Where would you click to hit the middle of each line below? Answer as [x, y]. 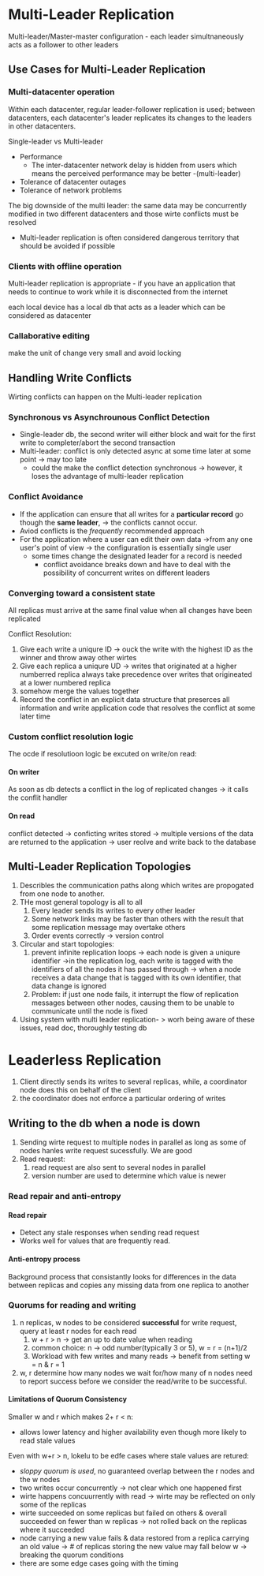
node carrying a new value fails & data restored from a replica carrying [134, 1538]
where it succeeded [52, 1530]
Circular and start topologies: [67, 944]
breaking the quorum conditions [72, 1555]
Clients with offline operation [65, 266]
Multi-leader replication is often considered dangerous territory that [129, 237]
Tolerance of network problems [71, 190]
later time [35, 716]
